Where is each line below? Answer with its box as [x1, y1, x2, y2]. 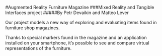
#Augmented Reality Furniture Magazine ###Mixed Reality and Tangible [5, 5, 154, 10]
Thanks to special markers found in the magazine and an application [5, 35, 147, 40]
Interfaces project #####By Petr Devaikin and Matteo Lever [5, 10, 129, 16]
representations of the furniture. [5, 45, 72, 51]
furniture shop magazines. [5, 25, 60, 31]
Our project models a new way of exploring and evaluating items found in [5, 20, 157, 25]
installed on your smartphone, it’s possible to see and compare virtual [5, 40, 149, 46]
